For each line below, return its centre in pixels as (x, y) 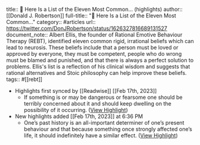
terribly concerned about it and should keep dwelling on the (98, 104)
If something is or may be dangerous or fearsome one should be (103, 97)
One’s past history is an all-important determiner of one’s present (104, 123)
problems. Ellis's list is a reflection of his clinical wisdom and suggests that (98, 67)
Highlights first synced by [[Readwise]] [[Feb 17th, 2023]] (86, 91)
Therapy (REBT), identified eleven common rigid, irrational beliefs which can (100, 41)
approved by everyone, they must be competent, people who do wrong (94, 54)
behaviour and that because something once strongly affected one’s (108, 129)
